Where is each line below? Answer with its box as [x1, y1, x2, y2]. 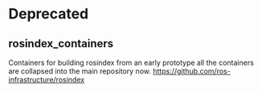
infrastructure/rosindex [8, 75, 85, 84]
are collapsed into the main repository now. [8, 66, 151, 76]
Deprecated [8, 5, 89, 23]
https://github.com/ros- [152, 66, 231, 76]
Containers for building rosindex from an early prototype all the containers [8, 58, 255, 67]
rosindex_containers [8, 37, 114, 50]
